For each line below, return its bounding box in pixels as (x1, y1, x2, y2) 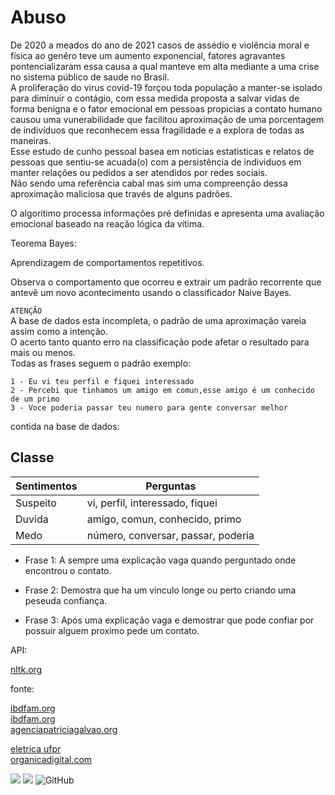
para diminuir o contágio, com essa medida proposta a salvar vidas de (10, 92, 300, 104)
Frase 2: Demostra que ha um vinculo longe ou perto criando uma (24, 584, 297, 596)
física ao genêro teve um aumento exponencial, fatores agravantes (10, 49, 286, 61)
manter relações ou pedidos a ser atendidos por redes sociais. (10, 166, 268, 178)
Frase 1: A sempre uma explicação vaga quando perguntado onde (24, 554, 297, 566)
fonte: (10, 682, 35, 695)
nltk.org (10, 663, 43, 675)
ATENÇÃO (10, 306, 43, 316)
